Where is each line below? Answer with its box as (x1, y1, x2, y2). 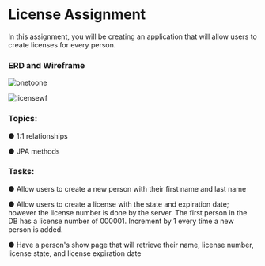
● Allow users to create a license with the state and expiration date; (8, 199, 229, 209)
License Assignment (8, 6, 146, 24)
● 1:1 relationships (8, 131, 69, 140)
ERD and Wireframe (8, 59, 85, 70)
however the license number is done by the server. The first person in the (8, 207, 248, 217)
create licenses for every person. (8, 40, 116, 49)
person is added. (8, 224, 63, 234)
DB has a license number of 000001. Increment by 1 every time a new (8, 216, 235, 226)
